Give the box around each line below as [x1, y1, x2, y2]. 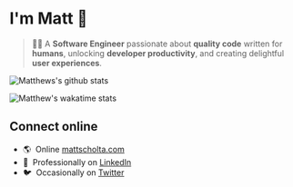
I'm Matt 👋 [9, 8, 88, 29]
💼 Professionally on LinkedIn [22, 156, 132, 167]
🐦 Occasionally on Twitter [22, 167, 125, 178]
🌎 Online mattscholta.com [22, 143, 125, 154]
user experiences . [31, 57, 103, 68]
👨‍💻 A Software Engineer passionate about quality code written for [31, 38, 283, 49]
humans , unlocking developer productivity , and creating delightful [31, 47, 285, 58]
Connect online [9, 119, 98, 134]
